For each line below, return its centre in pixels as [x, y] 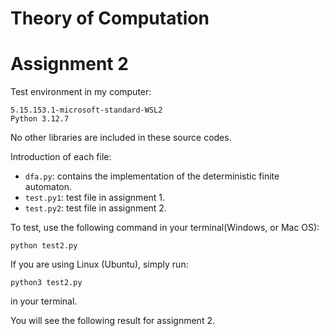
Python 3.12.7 [40, 119]
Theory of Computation [110, 18]
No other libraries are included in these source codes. [121, 138]
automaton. [48, 187]
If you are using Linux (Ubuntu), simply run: [99, 264]
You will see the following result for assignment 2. [112, 321]
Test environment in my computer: [81, 92]
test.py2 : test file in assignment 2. [95, 208]
